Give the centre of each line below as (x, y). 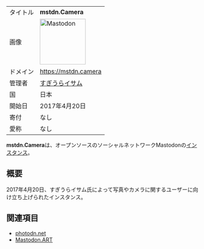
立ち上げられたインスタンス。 (49, 197)
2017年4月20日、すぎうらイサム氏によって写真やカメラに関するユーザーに (100, 189)
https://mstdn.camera (71, 71)
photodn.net (30, 233)
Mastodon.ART (34, 239)
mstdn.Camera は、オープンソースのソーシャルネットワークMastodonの (97, 145)
